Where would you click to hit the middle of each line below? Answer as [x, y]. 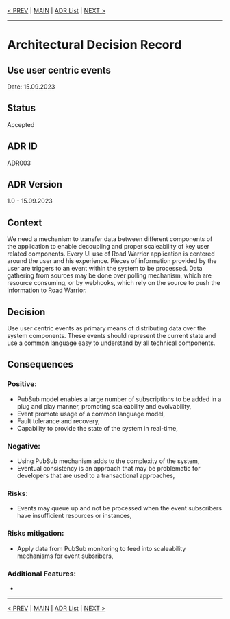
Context [25, 222]
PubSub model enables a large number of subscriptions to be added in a [119, 399]
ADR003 [19, 163]
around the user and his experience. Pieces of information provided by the [112, 261]
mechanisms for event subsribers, [65, 556]
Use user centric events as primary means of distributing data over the [107, 328]
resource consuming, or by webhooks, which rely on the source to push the [114, 283]
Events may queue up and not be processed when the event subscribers [119, 508]
